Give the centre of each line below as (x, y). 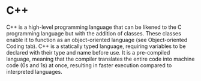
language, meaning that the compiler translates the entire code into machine (100, 59)
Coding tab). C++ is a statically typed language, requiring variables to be (96, 46)
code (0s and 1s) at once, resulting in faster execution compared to (89, 65)
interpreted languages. (34, 71)
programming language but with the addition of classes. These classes (94, 33)
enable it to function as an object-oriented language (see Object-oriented (97, 40)
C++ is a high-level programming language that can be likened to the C (94, 27)
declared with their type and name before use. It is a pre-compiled (88, 52)
